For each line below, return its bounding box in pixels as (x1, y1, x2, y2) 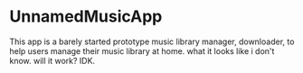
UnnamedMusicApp (9, 6, 163, 27)
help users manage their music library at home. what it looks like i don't (9, 45, 275, 56)
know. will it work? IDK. (9, 55, 96, 66)
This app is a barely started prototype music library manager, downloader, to (9, 36, 295, 47)
